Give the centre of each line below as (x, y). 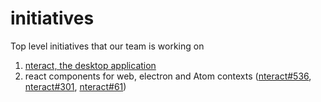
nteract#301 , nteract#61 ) (75, 86)
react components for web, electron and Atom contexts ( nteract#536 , (168, 76)
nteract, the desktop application (90, 65)
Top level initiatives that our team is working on (107, 46)
